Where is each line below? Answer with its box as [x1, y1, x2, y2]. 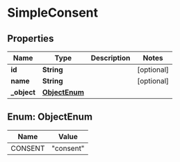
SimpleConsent [7, 5, 99, 21]
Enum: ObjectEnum [7, 111, 92, 123]
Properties [7, 33, 54, 44]
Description [90, 54, 131, 63]
